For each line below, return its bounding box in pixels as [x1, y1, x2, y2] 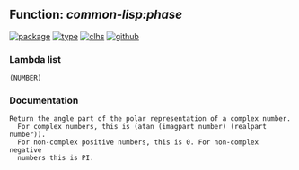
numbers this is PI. [17, 154, 94, 163]
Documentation [9, 94, 79, 106]
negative [9, 146, 42, 155]
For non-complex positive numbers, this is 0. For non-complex [17, 138, 259, 147]
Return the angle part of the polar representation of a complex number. [9, 115, 292, 123]
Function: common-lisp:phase [9, 7, 182, 22]
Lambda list [9, 53, 61, 65]
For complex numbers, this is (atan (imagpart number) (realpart [17, 123, 268, 132]
